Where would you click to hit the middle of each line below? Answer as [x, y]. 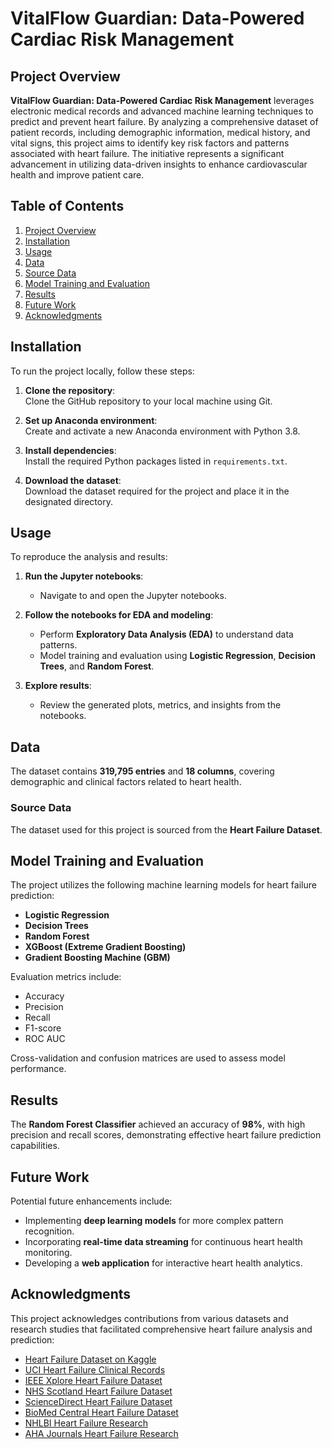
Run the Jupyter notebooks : [84, 576]
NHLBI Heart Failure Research [86, 1423]
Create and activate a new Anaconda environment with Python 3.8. [162, 431]
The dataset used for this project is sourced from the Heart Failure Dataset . [166, 829]
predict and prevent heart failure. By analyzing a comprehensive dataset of [164, 121]
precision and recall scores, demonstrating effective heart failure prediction [166, 1135]
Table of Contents [67, 206]
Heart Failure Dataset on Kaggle [90, 1359]
